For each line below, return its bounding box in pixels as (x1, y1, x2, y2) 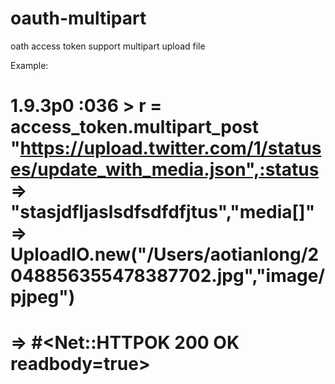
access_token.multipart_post (10, 116, 260, 139)
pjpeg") (10, 286, 76, 309)
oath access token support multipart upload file (10, 40, 206, 52)
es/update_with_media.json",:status (10, 158, 320, 181)
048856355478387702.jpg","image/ (10, 265, 326, 287)
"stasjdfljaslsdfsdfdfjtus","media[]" (10, 201, 316, 224)
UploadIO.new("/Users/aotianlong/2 (10, 243, 320, 266)
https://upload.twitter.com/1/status (19, 137, 322, 160)
